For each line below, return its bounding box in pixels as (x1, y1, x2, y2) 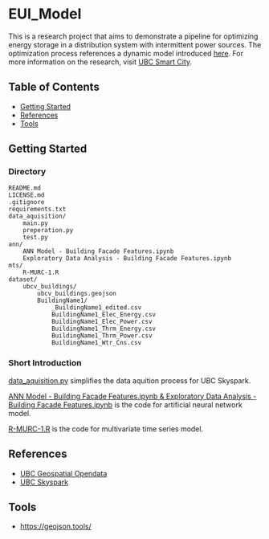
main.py (22, 219, 48, 227)
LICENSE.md (8, 191, 45, 199)
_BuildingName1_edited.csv (51, 304, 142, 312)
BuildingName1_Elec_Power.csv (51, 318, 153, 326)
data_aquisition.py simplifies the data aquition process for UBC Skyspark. (8, 375, 251, 386)
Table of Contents (8, 80, 100, 94)
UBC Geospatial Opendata (19, 468, 108, 478)
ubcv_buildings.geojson (37, 290, 116, 298)
